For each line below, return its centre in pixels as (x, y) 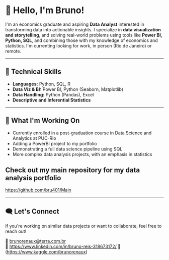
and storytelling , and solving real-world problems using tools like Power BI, (84, 35)
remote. (13, 51)
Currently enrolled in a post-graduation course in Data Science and (82, 133)
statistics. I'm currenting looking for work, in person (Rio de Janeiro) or (78, 45)
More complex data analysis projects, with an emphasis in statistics (82, 154)
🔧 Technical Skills (33, 72)
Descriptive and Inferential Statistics (52, 100)
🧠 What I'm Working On (43, 121)
